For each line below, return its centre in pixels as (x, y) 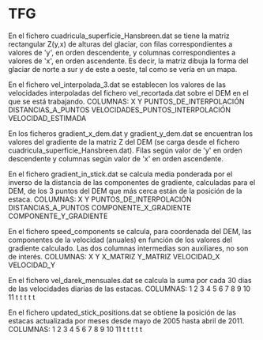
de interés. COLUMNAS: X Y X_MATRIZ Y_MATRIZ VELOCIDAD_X (114, 256)
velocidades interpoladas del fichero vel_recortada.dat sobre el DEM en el (128, 93)
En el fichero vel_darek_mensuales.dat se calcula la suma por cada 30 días (130, 280)
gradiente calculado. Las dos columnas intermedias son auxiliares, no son (128, 248)
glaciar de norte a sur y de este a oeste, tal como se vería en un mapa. (123, 69)
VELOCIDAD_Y (32, 265)
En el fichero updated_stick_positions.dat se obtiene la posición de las (122, 312)
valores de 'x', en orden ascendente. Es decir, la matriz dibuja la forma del (128, 61)
